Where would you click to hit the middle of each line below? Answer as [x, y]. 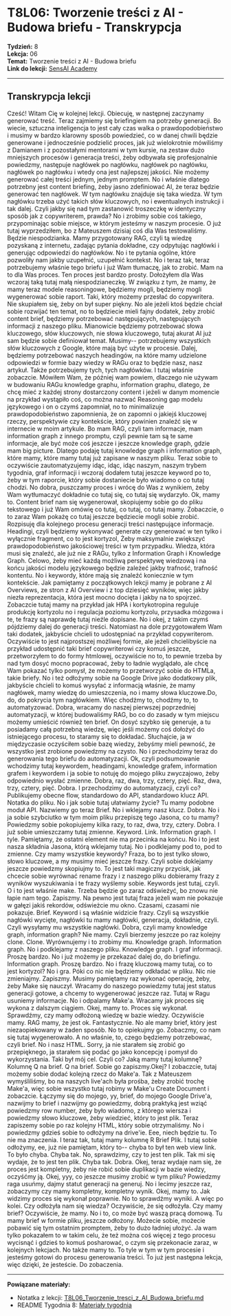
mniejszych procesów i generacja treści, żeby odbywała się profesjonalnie [112, 157]
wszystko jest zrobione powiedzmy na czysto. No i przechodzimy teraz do [112, 751]
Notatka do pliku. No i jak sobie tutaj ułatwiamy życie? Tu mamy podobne [111, 803]
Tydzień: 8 [23, 46]
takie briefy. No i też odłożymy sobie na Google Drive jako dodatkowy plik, [112, 678]
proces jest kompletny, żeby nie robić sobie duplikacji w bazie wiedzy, [107, 1169]
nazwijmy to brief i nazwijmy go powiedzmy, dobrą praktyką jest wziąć [107, 1103]
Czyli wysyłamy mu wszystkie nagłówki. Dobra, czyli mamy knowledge [107, 927]
